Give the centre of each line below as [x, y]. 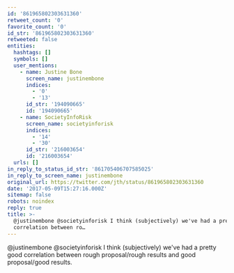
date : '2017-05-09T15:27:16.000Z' [57, 189]
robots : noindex [31, 202]
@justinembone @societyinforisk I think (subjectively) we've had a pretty [112, 247]
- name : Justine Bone [51, 72]
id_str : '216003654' [55, 150]
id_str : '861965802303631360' [51, 33]
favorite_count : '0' [37, 26]
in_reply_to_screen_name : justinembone [65, 175]
